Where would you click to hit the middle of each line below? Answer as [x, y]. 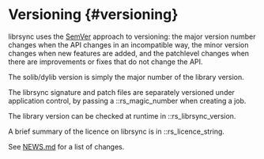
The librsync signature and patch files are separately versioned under [122, 92]
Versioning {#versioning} [93, 15]
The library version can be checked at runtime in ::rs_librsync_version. [122, 115]
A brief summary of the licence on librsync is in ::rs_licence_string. [117, 131]
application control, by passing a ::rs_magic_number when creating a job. [127, 100]
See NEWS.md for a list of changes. [66, 146]
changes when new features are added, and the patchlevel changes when [129, 53]
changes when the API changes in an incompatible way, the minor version [128, 44]
